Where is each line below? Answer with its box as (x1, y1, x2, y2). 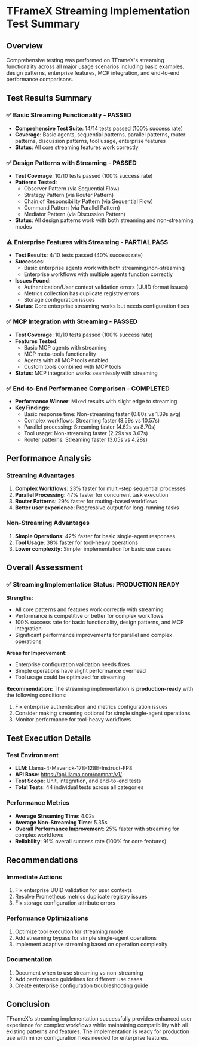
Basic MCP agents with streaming (23, 344, 108, 351)
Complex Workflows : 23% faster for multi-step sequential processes (14, 485, 186, 492)
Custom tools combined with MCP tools (23, 363, 121, 370)
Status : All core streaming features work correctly (14, 144, 139, 151)
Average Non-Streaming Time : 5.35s (14, 818, 108, 826)
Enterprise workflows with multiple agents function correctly (23, 271, 173, 278)
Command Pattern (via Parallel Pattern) (23, 204, 121, 211)
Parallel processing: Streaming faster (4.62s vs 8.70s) (23, 423, 157, 430)
